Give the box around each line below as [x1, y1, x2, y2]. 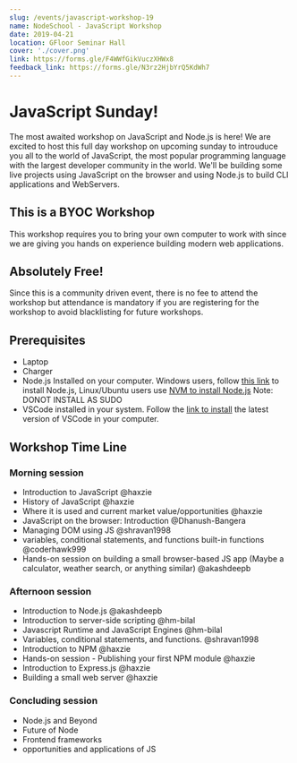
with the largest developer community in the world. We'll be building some [9, 159, 283, 170]
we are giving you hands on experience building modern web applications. [9, 238, 284, 249]
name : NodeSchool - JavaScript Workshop [9, 21, 163, 30]
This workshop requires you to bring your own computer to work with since [9, 228, 287, 239]
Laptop [21, 356, 49, 367]
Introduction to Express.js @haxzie [21, 663, 150, 673]
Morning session [9, 467, 84, 479]
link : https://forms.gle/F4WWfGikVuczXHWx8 [9, 55, 174, 64]
